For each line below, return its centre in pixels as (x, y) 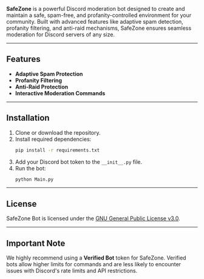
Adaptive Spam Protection (49, 74)
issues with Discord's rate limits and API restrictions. (72, 271)
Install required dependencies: (53, 139)
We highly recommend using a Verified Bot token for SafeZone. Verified (96, 258)
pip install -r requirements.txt (57, 150)
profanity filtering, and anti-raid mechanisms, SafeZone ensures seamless (99, 28)
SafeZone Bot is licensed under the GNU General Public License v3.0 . (93, 218)
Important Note (36, 243)
